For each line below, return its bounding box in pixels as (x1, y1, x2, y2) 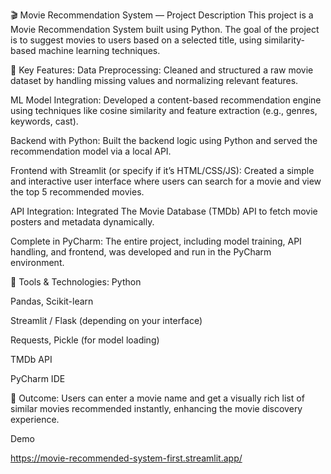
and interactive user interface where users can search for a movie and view (10, 175, 322, 187)
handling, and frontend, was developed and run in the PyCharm (10, 246, 272, 258)
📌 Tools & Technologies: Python (10, 276, 142, 288)
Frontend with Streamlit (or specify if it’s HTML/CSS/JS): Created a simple (10, 165, 315, 176)
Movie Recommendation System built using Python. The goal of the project (10, 24, 320, 35)
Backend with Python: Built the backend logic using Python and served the (10, 135, 318, 146)
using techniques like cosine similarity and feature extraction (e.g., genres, (10, 105, 318, 116)
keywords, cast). (10, 115, 79, 127)
